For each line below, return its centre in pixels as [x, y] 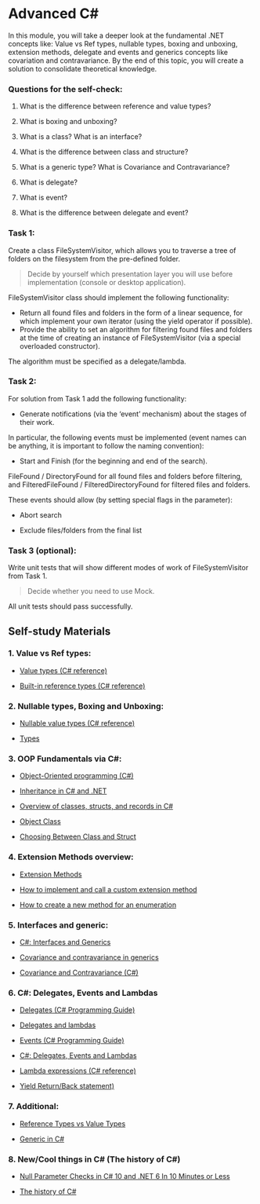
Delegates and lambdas [58, 1025]
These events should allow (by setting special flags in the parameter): [120, 500]
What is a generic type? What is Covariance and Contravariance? [125, 167]
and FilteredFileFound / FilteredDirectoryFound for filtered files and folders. [129, 485]
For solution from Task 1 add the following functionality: [97, 398]
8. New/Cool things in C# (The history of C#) [94, 1159]
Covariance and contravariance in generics [89, 957]
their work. [37, 422]
